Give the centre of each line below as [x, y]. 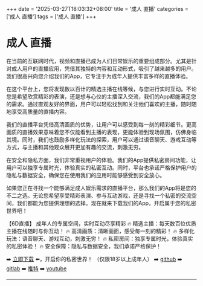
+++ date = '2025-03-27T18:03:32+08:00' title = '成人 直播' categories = [98, 9]
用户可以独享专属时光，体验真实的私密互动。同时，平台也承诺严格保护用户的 [101, 167]
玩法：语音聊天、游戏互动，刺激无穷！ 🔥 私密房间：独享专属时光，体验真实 [100, 238]
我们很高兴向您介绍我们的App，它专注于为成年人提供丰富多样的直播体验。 [99, 76]
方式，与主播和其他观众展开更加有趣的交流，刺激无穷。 [75, 147]
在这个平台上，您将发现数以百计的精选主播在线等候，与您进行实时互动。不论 [101, 89]
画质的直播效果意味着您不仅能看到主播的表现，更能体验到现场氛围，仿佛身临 [101, 132]
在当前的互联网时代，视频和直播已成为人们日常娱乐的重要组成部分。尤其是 [99, 61]
